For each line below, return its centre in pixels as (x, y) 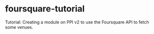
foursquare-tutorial (45, 9)
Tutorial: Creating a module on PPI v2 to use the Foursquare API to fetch (77, 22)
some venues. (19, 27)
